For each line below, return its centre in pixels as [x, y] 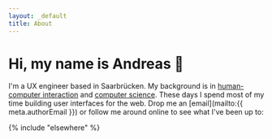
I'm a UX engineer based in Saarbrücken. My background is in [112, 86]
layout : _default [38, 16]
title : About [30, 24]
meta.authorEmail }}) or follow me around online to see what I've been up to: [136, 112]
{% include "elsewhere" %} [54, 128]
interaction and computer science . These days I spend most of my [153, 95]
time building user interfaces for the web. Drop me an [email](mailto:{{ [126, 103]
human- [231, 86]
